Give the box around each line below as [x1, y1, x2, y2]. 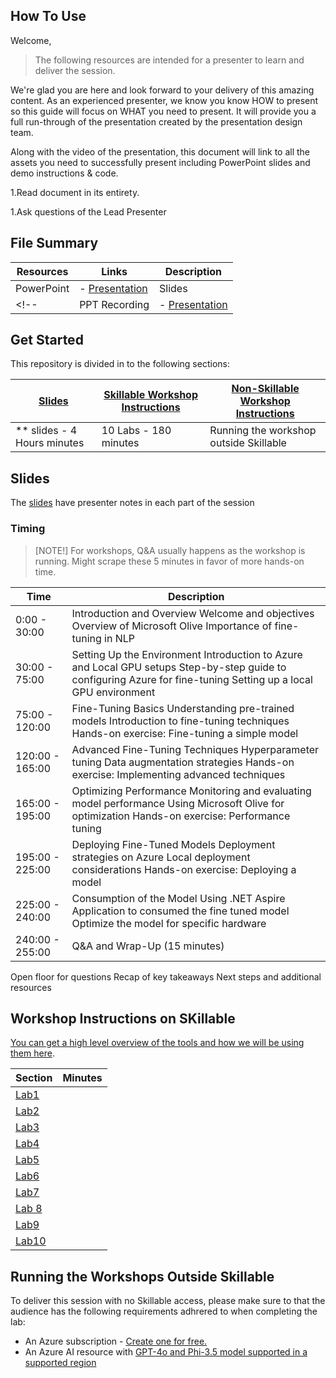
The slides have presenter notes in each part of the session [10, 497, 255, 509]
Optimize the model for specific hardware [71, 916, 267, 930]
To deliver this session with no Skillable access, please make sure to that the [10, 1295, 326, 1307]
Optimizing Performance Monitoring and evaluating [71, 784, 312, 798]
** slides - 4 [15, 424, 78, 438]
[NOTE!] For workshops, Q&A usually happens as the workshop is [34, 544, 306, 556]
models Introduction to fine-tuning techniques [71, 714, 290, 728]
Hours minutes [15, 436, 85, 450]
